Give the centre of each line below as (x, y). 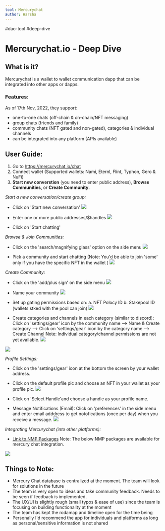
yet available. (26, 340)
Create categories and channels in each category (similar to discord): (83, 318)
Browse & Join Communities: (35, 237)
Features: (17, 97)
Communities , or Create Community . (51, 187)
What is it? (22, 67)
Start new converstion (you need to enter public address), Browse (81, 182)
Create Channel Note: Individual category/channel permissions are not (84, 334)
